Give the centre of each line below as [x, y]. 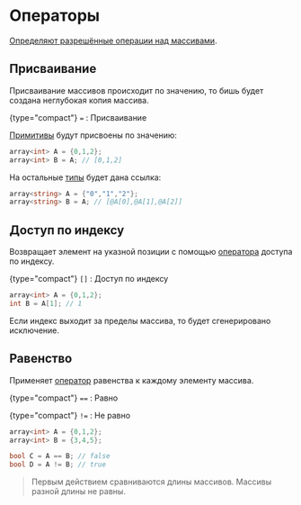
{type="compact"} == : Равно [64, 398]
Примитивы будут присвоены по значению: [93, 135]
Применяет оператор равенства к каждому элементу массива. [132, 380]
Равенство [41, 359]
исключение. [35, 330]
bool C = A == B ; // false [60, 456]
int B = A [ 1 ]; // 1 [46, 303]
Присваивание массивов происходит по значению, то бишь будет [137, 90]
